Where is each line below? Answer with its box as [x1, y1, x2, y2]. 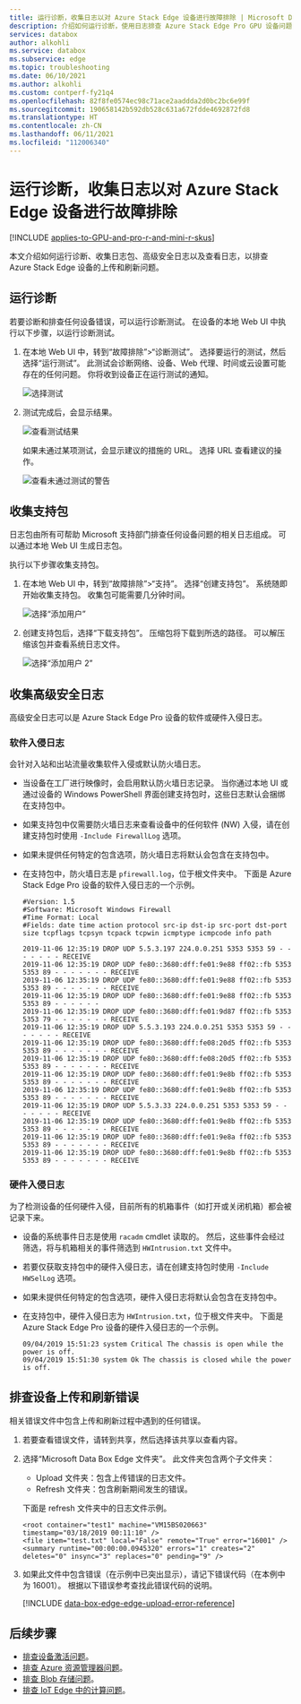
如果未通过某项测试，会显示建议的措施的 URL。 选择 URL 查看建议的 [21, 444, 275, 455]
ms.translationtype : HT [9, 113, 99, 122]
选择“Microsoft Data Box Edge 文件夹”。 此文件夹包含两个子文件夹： [21, 1453, 275, 1464]
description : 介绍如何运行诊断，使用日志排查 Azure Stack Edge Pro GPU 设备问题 [9, 22, 293, 30]
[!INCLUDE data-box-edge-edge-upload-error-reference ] [21, 1597, 236, 1608]
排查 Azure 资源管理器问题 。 [21, 1663, 128, 1674]
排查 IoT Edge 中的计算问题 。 [21, 1685, 131, 1696]
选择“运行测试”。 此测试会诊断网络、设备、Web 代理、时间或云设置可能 [21, 357, 287, 368]
